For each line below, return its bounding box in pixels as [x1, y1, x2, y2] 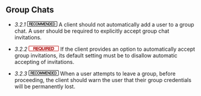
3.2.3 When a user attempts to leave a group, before [14, 69, 176, 77]
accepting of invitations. [14, 58, 75, 65]
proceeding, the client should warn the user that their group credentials [14, 76, 192, 83]
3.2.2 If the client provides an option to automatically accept [14, 45, 196, 53]
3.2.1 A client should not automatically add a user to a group [14, 21, 194, 28]
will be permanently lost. [14, 83, 76, 90]
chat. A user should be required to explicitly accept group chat [14, 27, 170, 34]
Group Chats [5, 5, 55, 15]
